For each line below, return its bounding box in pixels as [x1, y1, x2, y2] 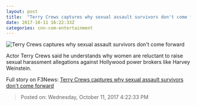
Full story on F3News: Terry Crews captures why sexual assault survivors [6, 76, 184, 83]
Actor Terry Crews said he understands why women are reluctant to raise [6, 52, 184, 59]
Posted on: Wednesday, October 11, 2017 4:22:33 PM [20, 94, 149, 101]
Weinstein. [6, 65, 32, 72]
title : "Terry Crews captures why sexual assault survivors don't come [6, 14, 188, 20]
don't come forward [6, 83, 55, 90]
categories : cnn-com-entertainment [6, 25, 93, 31]
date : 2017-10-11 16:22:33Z [6, 19, 75, 25]
